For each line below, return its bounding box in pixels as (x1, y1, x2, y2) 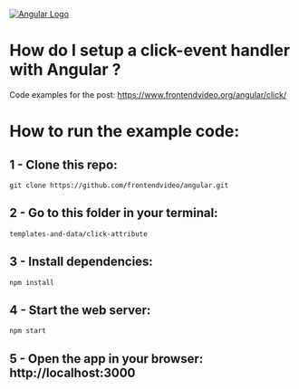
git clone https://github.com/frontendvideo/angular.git (9, 181, 229, 190)
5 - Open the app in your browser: (9, 351, 204, 366)
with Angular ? (9, 60, 121, 81)
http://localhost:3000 (9, 365, 136, 380)
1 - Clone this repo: (9, 157, 118, 172)
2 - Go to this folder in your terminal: (9, 205, 218, 221)
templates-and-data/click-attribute (9, 229, 148, 239)
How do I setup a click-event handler (9, 41, 291, 61)
